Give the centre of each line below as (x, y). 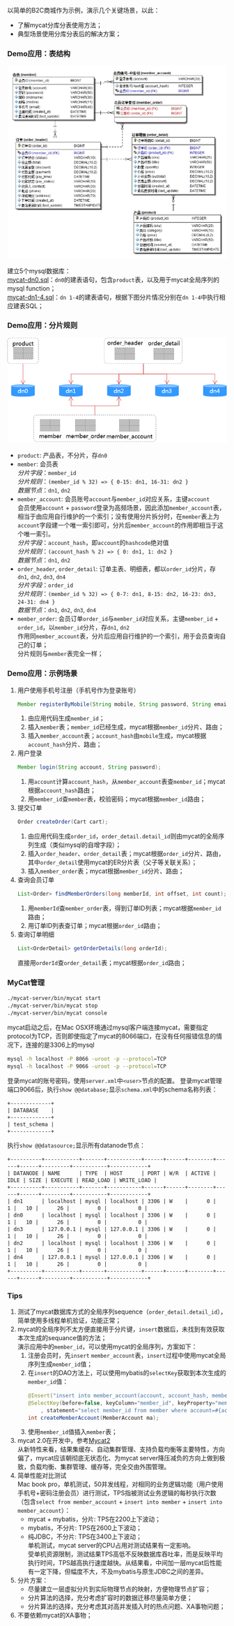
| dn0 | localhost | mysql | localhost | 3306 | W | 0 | (112, 1215)
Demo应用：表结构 (39, 53)
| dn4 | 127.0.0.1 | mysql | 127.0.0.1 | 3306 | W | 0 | (112, 1257)
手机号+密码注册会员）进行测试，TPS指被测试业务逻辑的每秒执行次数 (117, 1493)
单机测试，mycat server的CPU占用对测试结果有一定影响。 (111, 1546)
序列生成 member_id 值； (60, 1364)
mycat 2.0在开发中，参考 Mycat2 (64, 1441)
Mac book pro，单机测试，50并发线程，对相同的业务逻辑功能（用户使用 (120, 1484)
